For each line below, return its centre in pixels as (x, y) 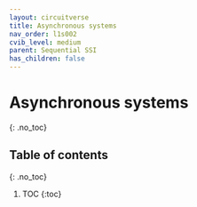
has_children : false (47, 59)
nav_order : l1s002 (43, 34)
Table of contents (59, 155)
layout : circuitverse (49, 17)
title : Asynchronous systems (63, 26)
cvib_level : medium (45, 42)
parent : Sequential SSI (53, 51)
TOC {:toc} (42, 194)
